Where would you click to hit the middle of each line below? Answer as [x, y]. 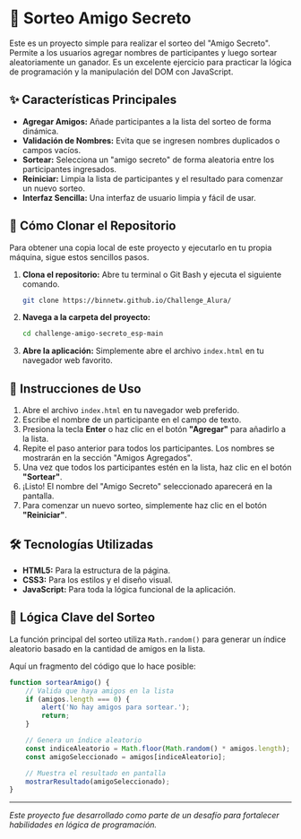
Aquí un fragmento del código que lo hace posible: [103, 666]
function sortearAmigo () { [60, 682]
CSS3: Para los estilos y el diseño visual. [97, 580]
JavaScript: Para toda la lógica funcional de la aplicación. [129, 589]
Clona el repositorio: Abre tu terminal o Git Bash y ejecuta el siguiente [152, 274]
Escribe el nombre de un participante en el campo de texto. [132, 419]
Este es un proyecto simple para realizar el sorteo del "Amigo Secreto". [140, 43]
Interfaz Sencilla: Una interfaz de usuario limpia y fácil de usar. [139, 197]
